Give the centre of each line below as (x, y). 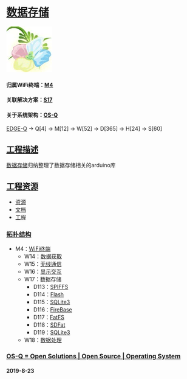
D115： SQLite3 (52, 302)
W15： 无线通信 (43, 264)
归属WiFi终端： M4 (30, 85)
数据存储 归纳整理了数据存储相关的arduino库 (61, 165)
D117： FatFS (49, 318)
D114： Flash (49, 294)
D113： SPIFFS (51, 287)
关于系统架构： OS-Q (32, 115)
